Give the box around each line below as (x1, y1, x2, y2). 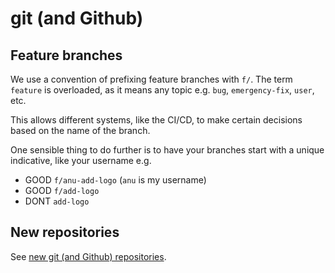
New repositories (10, 224, 120, 241)
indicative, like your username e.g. (10, 155, 152, 166)
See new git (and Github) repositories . (10, 250, 167, 262)
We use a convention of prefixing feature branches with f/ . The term (10, 73, 293, 85)
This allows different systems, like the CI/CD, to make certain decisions (10, 114, 303, 126)
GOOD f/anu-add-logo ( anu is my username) (24, 174, 207, 186)
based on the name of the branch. (10, 125, 151, 136)
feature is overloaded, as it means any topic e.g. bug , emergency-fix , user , (10, 84, 315, 96)
